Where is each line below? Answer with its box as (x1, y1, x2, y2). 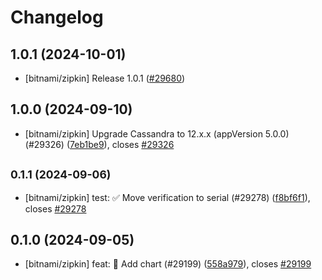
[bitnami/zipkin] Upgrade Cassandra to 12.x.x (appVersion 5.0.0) (24, 127, 290, 140)
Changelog (10, 6, 104, 29)
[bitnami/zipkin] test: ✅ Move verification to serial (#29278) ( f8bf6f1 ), (24, 191, 311, 203)
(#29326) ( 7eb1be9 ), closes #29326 (24, 138, 175, 150)
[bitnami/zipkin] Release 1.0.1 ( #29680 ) (24, 72, 186, 84)
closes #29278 (24, 202, 87, 215)
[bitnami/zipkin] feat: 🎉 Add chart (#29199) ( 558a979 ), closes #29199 (24, 258, 312, 270)
